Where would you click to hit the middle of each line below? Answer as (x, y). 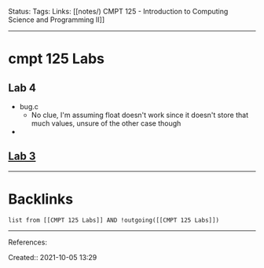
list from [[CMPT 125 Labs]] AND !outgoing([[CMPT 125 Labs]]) (114, 220)
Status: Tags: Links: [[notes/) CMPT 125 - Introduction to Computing (118, 11)
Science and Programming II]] (57, 20)
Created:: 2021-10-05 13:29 (53, 257)
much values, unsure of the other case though (106, 123)
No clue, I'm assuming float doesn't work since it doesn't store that (140, 115)
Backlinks (41, 199)
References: (27, 242)
